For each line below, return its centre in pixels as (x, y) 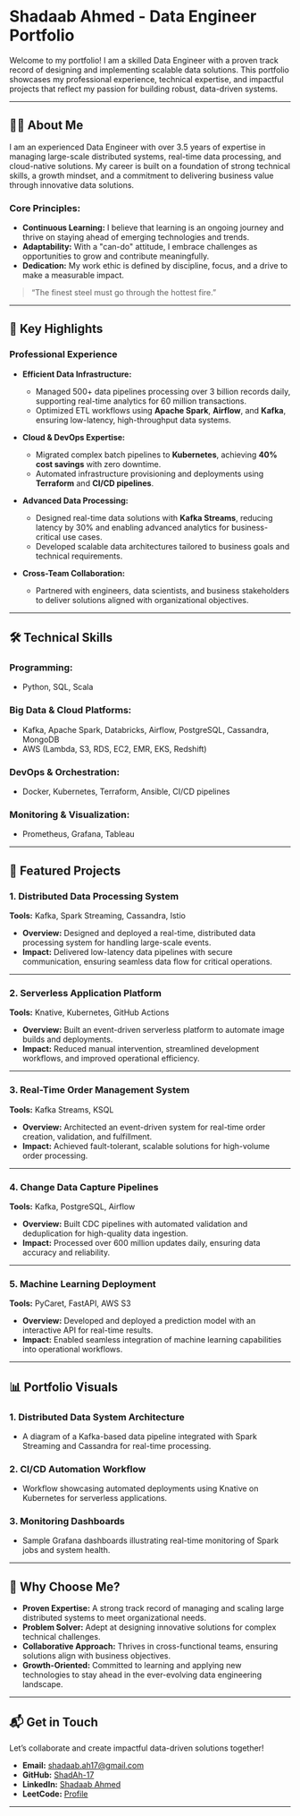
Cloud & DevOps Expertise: (74, 437)
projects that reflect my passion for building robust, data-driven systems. (144, 89)
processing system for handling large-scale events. (117, 942)
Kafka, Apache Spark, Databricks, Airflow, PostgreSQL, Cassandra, (146, 729)
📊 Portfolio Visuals (64, 1387)
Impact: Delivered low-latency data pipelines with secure (127, 952)
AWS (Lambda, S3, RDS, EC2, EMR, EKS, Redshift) (114, 748)
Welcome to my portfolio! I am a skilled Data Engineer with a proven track (144, 60)
